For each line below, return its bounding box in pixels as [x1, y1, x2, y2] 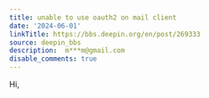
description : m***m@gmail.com [9, 46, 125, 55]
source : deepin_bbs [9, 37, 82, 47]
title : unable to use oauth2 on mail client [9, 12, 177, 22]
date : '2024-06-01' [9, 21, 82, 30]
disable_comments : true [9, 54, 98, 63]
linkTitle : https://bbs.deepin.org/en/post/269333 [9, 29, 201, 38]
